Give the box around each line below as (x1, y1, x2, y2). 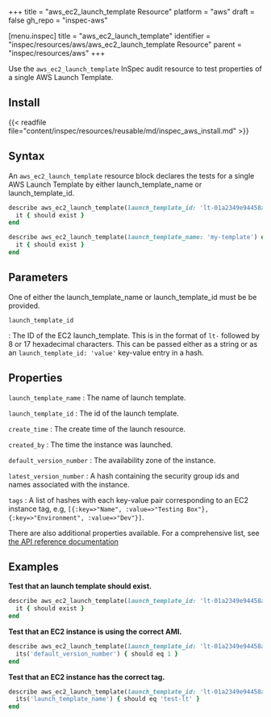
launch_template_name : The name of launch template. (8, 392, 186, 403)
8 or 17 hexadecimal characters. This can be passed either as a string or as (8, 339, 258, 348)
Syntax (8, 150, 45, 163)
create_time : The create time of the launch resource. (8, 424, 186, 433)
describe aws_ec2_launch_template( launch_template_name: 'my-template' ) (8, 234, 258, 242)
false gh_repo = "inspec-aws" (8, 15, 108, 25)
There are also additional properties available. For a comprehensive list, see (8, 528, 260, 538)
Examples (8, 559, 59, 573)
